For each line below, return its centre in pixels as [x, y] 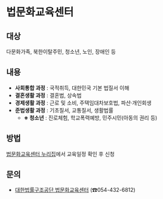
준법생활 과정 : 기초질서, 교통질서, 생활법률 [64, 110]
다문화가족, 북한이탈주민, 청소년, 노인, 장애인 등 [61, 52]
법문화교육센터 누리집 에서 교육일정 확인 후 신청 [61, 154]
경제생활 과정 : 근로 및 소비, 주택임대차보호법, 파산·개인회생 [83, 103]
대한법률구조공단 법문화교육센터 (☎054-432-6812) [75, 190]
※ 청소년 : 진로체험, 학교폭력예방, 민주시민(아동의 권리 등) [90, 118]
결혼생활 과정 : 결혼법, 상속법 [48, 95]
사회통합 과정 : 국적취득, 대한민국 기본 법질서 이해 [72, 88]
